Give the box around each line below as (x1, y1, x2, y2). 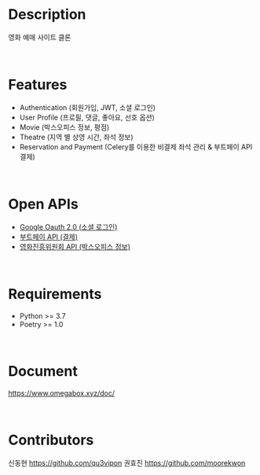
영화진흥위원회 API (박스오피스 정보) (19, 241, 131, 251)
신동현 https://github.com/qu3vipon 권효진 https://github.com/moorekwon (8, 458, 246, 467)
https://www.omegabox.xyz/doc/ (8, 388, 115, 398)
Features (8, 76, 68, 94)
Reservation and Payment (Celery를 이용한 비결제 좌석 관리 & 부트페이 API (19, 142, 253, 151)
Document (8, 362, 79, 380)
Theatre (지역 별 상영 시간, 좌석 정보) (19, 132, 134, 142)
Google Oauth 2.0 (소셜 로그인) (19, 222, 118, 231)
